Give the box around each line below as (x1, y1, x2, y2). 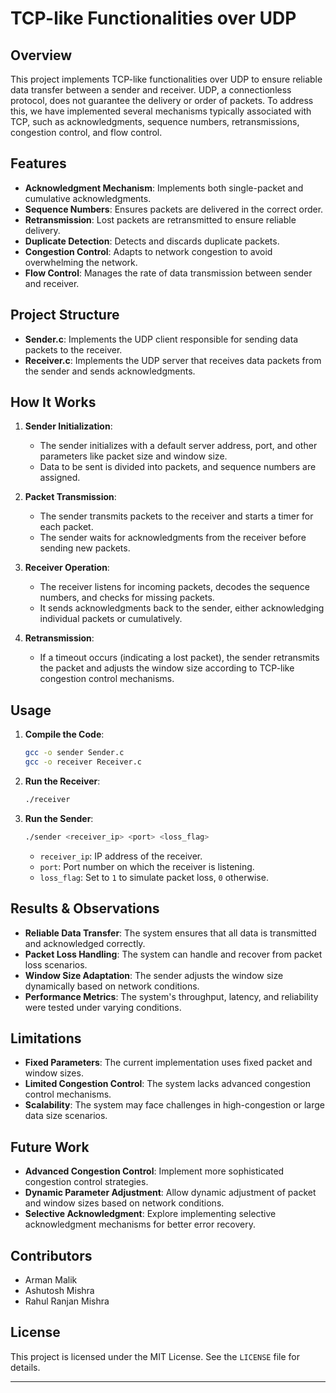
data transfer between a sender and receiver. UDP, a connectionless (10, 84, 292, 96)
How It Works (10, 394, 97, 411)
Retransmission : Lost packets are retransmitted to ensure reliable (24, 213, 297, 226)
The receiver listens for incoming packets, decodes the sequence (39, 581, 311, 593)
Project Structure (10, 307, 120, 324)
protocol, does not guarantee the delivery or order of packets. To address (10, 95, 314, 106)
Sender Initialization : (24, 420, 113, 432)
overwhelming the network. (24, 256, 138, 268)
